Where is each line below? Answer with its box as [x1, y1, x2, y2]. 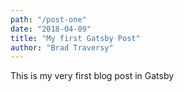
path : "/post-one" [10, 14, 87, 25]
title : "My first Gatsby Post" [10, 33, 141, 43]
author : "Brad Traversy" [10, 42, 114, 53]
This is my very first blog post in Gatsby [10, 70, 175, 82]
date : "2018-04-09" [10, 24, 92, 34]
